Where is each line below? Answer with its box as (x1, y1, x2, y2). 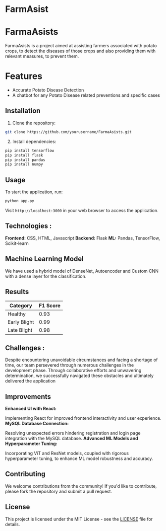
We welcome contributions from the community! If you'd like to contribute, (5, 483, 157, 489)
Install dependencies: (12, 138, 56, 145)
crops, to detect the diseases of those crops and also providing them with (5, 48, 156, 54)
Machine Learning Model (5, 255, 84, 263)
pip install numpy (5, 162, 43, 167)
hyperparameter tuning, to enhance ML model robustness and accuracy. (5, 455, 153, 461)
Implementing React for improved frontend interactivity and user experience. (5, 415, 162, 421)
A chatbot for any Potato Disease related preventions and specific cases (12, 92, 160, 98)
